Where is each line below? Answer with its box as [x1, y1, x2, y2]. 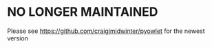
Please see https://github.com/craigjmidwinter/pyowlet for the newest [7, 27, 205, 35]
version [7, 34, 29, 42]
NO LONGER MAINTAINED [7, 4, 158, 20]
